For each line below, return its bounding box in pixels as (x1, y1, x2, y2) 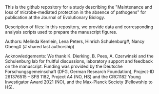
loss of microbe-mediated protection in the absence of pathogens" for (5, 9, 146, 15)
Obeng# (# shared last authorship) (5, 44, 75, 49)
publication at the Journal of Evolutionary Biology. (5, 15, 105, 20)
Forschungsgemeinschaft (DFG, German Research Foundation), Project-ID (5, 69, 155, 75)
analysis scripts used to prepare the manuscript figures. (5, 29, 118, 35)
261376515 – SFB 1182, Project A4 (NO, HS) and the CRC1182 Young (5, 74, 141, 79)
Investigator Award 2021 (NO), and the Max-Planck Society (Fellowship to (5, 79, 153, 85)
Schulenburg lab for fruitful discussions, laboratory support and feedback (5, 58, 153, 64)
